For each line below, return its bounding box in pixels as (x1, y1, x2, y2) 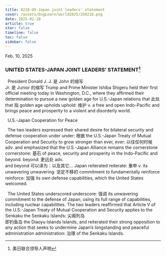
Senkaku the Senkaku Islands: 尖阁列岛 (5, 213, 85, 218)
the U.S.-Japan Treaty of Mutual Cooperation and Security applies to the (5, 207, 153, 213)
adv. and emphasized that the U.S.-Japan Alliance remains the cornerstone (5, 144, 158, 150)
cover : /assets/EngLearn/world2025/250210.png (5, 12, 103, 17)
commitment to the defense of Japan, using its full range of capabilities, (5, 196, 152, 202)
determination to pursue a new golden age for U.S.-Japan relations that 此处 (5, 96, 160, 102)
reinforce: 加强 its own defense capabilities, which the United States (5, 175, 144, 181)
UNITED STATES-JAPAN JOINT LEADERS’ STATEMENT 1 (5, 65, 141, 73)
